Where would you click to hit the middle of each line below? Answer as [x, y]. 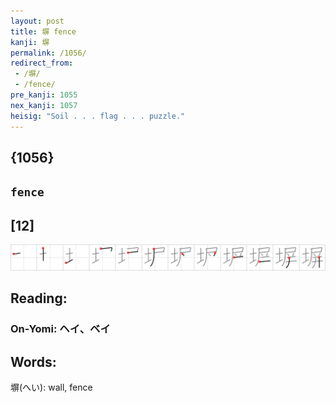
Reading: [39, 298]
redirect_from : [42, 63]
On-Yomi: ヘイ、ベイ [60, 329]
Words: [33, 361]
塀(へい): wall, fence [51, 387]
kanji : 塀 [30, 42]
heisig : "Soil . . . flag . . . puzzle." [98, 116]
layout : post [37, 21]
